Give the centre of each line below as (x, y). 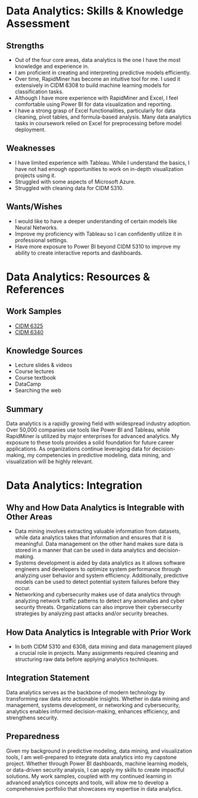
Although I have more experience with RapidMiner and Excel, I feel (96, 98)
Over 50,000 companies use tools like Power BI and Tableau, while (88, 430)
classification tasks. (39, 91)
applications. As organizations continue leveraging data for (78, 449)
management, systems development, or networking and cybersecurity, (93, 705)
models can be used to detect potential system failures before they (97, 582)
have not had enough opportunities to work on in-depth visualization (99, 169)
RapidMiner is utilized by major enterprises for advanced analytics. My (93, 436)
